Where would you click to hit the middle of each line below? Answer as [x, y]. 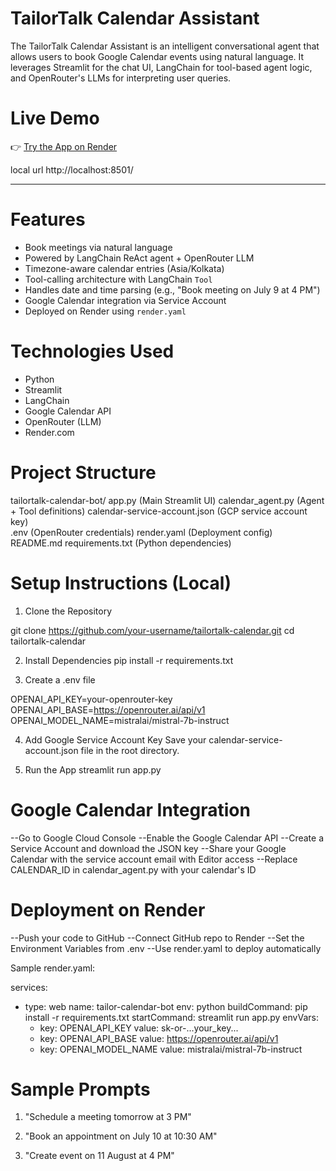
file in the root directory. [130, 750]
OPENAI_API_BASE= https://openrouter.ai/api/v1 [108, 709]
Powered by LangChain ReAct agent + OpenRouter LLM [139, 258]
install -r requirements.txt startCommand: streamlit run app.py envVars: [171, 1017]
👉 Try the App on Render [64, 146]
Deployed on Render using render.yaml [105, 311]
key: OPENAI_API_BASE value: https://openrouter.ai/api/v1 [159, 1038]
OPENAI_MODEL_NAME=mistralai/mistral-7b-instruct [120, 720]
